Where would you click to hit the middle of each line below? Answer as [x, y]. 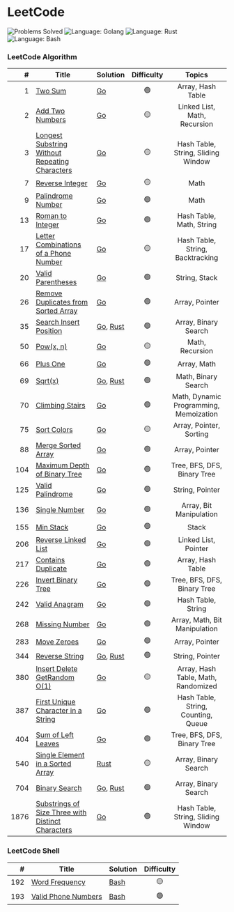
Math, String [197, 225]
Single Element [60, 755]
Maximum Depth [63, 465]
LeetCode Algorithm [42, 56]
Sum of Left [55, 735]
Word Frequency [58, 882]
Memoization [196, 414]
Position [49, 331]
